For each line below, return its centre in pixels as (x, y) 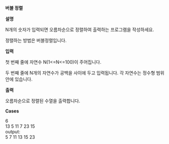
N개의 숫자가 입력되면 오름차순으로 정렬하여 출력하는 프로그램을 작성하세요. (80, 30)
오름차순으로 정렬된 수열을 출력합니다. (43, 101)
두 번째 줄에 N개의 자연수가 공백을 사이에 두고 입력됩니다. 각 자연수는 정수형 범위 (85, 73)
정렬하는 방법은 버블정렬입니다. (36, 40)
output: (13, 132)
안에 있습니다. (19, 79)
